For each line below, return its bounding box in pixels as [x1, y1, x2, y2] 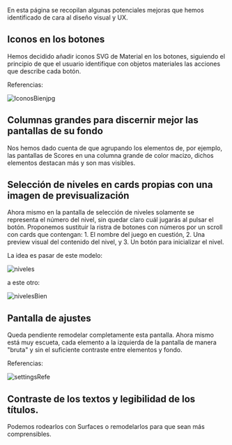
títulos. [7, 404, 39, 416]
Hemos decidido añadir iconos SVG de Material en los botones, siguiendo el [7, 52, 225, 60]
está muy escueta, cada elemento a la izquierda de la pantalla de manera [7, 338, 217, 346]
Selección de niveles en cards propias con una [7, 179, 213, 191]
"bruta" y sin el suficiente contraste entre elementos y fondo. [7, 346, 183, 354]
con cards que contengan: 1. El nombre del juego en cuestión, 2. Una [7, 231, 206, 239]
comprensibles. [7, 430, 52, 439]
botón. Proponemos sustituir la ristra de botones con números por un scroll [7, 223, 223, 231]
